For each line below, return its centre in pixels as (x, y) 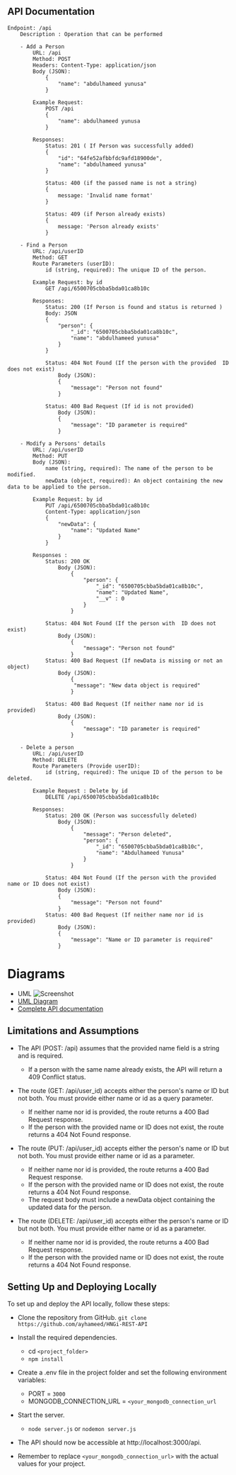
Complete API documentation (60, 1009)
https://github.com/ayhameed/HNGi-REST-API (83, 1325)
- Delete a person (47, 747)
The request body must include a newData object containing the (122, 1199)
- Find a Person (44, 245)
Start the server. (41, 1415)
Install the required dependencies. (67, 1337)
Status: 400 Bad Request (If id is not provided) (119, 406)
